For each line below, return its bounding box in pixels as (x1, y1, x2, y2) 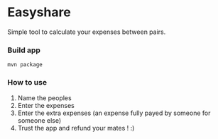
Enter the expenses (17, 101, 75, 109)
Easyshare (7, 4, 71, 20)
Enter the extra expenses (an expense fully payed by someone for (17, 109, 211, 117)
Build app (7, 45, 41, 55)
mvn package (7, 61, 43, 68)
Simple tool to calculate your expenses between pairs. (7, 28, 166, 36)
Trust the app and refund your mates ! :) (17, 123, 135, 132)
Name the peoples (17, 93, 72, 102)
